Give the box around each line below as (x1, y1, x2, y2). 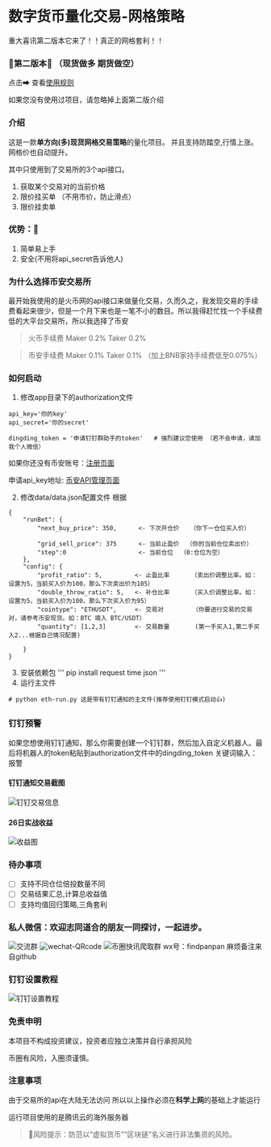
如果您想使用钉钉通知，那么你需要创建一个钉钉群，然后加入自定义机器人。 (8, 737, 256, 748)
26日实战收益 (8, 817, 53, 827)
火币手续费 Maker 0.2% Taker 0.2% (27, 333, 147, 344)
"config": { (23, 563, 63, 571)
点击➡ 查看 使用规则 (8, 78, 74, 87)
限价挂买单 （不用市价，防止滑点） (19, 192, 135, 201)
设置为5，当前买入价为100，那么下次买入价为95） (8, 597, 151, 605)
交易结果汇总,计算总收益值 (19, 889, 107, 899)
